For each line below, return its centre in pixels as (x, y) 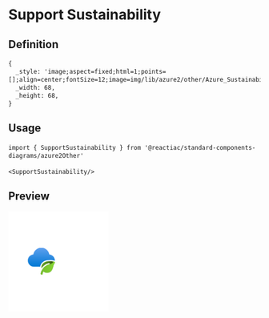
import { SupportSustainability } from (75, 147)
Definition (33, 44)
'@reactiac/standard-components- (200, 147)
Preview (29, 197)
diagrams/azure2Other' (46, 155)
